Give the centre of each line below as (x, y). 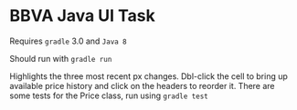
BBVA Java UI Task (82, 16)
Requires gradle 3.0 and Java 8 (69, 41)
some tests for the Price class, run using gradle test (109, 95)
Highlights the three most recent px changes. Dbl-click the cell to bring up (148, 76)
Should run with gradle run (61, 58)
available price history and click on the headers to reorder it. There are (143, 85)
